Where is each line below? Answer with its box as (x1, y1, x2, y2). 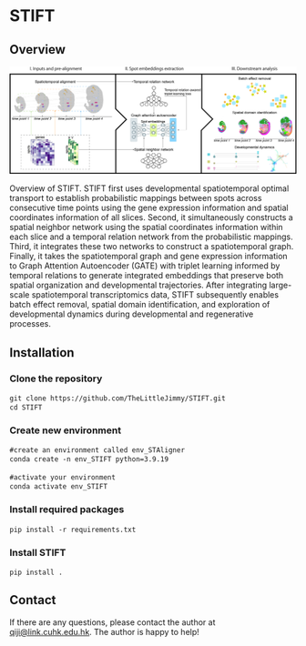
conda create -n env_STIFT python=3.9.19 (9, 455, 169, 464)
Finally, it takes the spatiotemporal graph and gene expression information (9, 251, 289, 262)
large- (268, 279, 292, 291)
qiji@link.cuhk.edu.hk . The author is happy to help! (9, 626, 200, 637)
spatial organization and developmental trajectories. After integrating (9, 279, 267, 291)
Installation (9, 345, 75, 360)
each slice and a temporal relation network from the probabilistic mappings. (9, 231, 293, 242)
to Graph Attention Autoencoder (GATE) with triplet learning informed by (9, 260, 280, 271)
